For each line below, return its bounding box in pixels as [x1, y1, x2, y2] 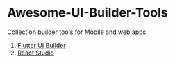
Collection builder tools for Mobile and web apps [7, 28, 147, 36]
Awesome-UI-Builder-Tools [7, 5, 168, 21]
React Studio [17, 48, 54, 57]
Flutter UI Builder [17, 41, 66, 49]
